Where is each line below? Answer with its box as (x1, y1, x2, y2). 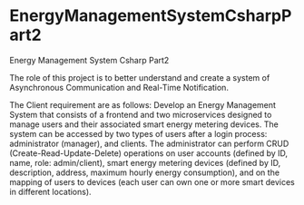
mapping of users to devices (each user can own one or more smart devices (9, 176, 295, 187)
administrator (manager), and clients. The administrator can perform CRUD (9, 138, 289, 149)
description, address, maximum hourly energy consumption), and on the (9, 167, 279, 178)
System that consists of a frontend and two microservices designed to (9, 109, 272, 120)
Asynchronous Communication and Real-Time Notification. (9, 82, 230, 93)
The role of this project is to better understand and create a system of (9, 72, 270, 83)
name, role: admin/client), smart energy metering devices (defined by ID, (9, 157, 281, 168)
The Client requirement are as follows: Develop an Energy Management (9, 99, 277, 110)
